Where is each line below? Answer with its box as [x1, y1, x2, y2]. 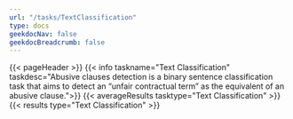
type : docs [9, 21, 50, 30]
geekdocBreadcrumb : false [9, 37, 105, 47]
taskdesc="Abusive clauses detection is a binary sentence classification [9, 72, 273, 83]
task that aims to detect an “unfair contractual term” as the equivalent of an [9, 81, 285, 91]
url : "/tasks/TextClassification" [9, 12, 138, 22]
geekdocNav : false [9, 29, 77, 38]
